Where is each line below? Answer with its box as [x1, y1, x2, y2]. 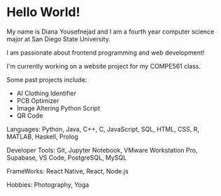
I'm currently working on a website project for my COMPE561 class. [6, 62, 201, 70]
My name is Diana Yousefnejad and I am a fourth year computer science [6, 27, 215, 36]
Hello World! [6, 4, 80, 20]
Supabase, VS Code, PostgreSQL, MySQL [6, 153, 127, 162]
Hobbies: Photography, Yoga [6, 180, 90, 189]
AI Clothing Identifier [16, 89, 76, 97]
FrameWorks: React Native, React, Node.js [6, 167, 129, 175]
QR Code [16, 111, 43, 120]
